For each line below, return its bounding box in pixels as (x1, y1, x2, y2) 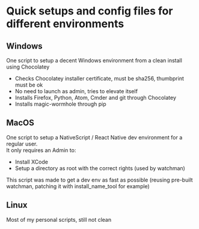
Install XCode (14, 158, 48, 165)
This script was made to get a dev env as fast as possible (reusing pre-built (6, 176, 193, 183)
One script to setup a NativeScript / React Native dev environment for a (6, 133, 183, 141)
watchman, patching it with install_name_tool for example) (6, 182, 150, 190)
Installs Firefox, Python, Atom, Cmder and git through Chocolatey (14, 94, 176, 101)
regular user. (6, 140, 38, 147)
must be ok (14, 81, 43, 88)
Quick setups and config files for (6, 4, 173, 18)
